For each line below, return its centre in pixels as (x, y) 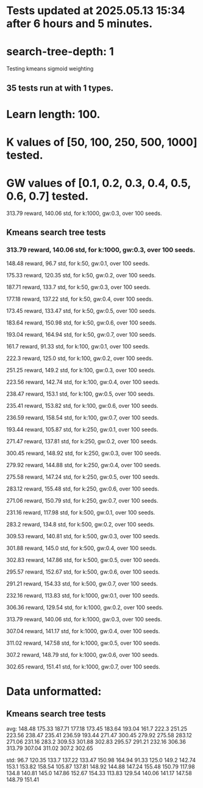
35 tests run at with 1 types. (60, 88)
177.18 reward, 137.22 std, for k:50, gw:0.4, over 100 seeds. (80, 299)
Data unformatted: (54, 691)
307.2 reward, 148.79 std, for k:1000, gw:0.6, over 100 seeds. (83, 655)
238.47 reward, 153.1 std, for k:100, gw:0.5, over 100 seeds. (80, 394)
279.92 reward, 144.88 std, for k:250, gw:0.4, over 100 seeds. (84, 465)
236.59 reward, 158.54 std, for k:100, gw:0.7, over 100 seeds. (83, 418)
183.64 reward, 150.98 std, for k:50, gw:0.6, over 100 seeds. (81, 323)
